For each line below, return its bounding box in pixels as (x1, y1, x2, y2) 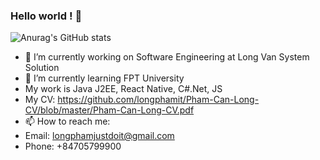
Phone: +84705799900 (24, 140, 122, 153)
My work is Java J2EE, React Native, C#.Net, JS (24, 83, 223, 95)
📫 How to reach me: (24, 115, 111, 128)
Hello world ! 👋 (10, 9, 83, 23)
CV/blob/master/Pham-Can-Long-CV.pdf (24, 104, 195, 116)
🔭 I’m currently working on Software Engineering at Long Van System (24, 51, 310, 63)
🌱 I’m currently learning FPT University (24, 72, 185, 84)
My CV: (24, 94, 56, 106)
